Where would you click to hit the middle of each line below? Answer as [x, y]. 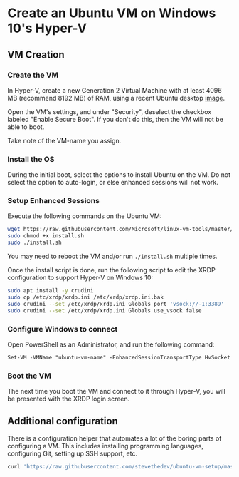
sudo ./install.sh [34, 243]
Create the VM [33, 75]
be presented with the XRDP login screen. [69, 399]
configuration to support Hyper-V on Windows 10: [80, 278]
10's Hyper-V [47, 28]
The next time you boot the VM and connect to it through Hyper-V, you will [116, 391]
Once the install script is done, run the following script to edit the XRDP [111, 270]
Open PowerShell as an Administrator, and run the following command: [111, 344]
